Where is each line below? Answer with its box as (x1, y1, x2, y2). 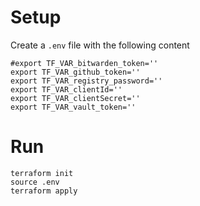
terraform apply (10, 186, 78, 196)
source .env (10, 177, 60, 187)
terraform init (10, 168, 74, 178)
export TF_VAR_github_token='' (10, 67, 141, 77)
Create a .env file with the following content (10, 39, 190, 51)
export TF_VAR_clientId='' (10, 84, 123, 95)
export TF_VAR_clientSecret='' (10, 93, 141, 103)
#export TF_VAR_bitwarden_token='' (10, 58, 159, 68)
